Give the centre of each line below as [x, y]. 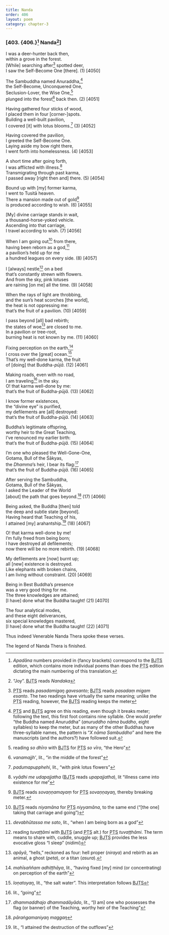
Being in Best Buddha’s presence [40, 585]
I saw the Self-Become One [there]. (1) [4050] [53, 71]
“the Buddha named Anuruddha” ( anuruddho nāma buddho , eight [81, 722]
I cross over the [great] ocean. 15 [39, 353]
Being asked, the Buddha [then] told [43, 506]
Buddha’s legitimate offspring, [37, 427]
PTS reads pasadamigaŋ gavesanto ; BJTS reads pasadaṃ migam [81, 691]
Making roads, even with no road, [40, 375]
